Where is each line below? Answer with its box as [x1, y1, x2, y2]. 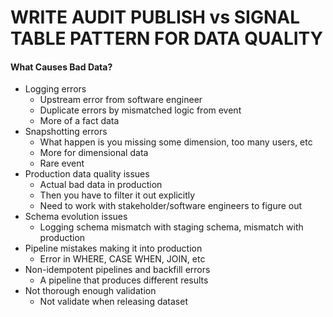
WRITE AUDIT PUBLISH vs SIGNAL [10, 6, 301, 29]
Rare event [39, 157, 85, 170]
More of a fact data [39, 115, 120, 127]
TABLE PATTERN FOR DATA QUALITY [10, 27, 324, 50]
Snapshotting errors [24, 126, 108, 138]
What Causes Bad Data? [10, 61, 113, 73]
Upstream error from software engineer [39, 94, 203, 106]
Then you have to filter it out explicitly [39, 189, 196, 201]
